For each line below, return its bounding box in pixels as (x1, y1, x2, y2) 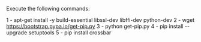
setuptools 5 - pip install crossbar (28, 29, 112, 36)
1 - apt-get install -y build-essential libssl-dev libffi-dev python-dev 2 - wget (6, 17, 195, 23)
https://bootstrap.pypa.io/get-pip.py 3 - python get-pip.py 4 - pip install (6, 23, 184, 30)
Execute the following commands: (6, 5, 90, 12)
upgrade (6, 29, 28, 36)
